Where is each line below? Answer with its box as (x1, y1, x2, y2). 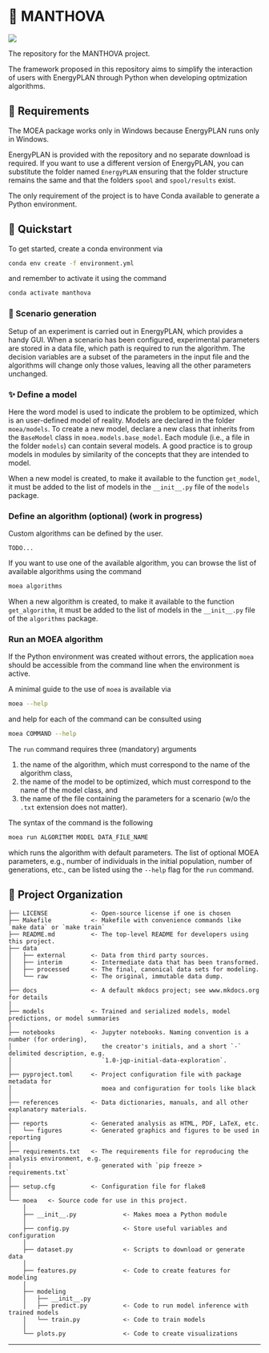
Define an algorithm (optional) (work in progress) (8, 510, 203, 521)
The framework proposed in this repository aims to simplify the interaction (8, 64, 253, 74)
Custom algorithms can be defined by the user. (8, 528, 163, 539)
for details (8, 993, 48, 1002)
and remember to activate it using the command (8, 274, 167, 283)
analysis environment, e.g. (8, 1154, 102, 1162)
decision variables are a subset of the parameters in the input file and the (8, 351, 250, 361)
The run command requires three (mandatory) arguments (8, 745, 198, 754)
